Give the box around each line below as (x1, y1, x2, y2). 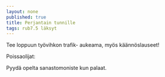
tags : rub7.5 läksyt (6, 25, 58, 31)
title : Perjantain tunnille (6, 20, 76, 25)
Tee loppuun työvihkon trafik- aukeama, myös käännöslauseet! (6, 41, 160, 49)
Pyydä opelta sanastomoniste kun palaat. (6, 65, 107, 72)
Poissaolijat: (6, 53, 36, 60)
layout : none (6, 8, 39, 15)
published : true (6, 14, 46, 20)
